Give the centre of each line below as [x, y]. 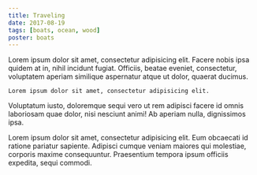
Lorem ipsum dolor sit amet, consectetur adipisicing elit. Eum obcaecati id [128, 138]
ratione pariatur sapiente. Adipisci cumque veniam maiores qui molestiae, [127, 146]
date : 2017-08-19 [37, 23]
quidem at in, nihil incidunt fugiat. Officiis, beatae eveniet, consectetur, [123, 69]
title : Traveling [37, 15]
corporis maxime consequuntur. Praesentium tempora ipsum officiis [118, 155]
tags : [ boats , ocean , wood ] [54, 30]
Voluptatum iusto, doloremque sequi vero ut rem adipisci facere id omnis [126, 106]
